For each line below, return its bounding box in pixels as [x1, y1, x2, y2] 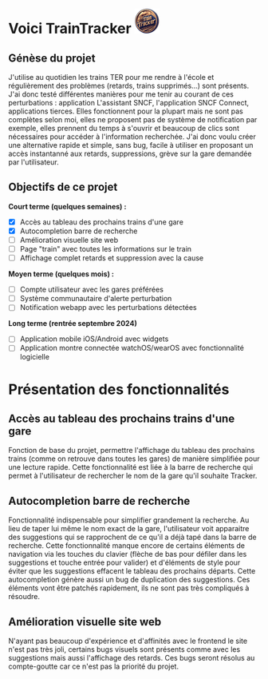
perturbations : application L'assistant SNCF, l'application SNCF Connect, [8, 98, 250, 107]
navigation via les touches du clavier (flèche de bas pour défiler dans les [8, 550, 247, 559]
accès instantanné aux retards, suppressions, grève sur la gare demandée [8, 149, 252, 158]
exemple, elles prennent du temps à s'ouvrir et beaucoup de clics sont [8, 124, 239, 133]
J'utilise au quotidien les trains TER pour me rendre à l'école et [8, 73, 215, 81]
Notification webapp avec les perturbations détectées [19, 303, 197, 312]
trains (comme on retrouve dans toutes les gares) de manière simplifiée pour [8, 454, 261, 463]
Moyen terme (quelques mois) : [8, 269, 114, 279]
